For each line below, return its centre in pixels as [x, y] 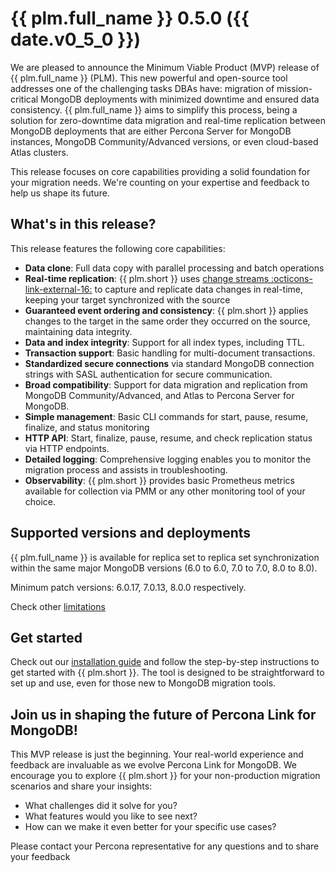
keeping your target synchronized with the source [127, 299]
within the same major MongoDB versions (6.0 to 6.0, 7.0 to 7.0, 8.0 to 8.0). [164, 568]
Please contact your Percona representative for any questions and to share [165, 846]
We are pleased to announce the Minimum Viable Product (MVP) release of [165, 67]
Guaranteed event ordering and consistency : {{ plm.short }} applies [166, 310]
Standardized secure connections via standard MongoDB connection [169, 363]
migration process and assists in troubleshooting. [126, 469]
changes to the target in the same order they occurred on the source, [167, 321]
